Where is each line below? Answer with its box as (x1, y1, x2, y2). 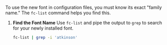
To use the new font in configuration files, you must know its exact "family (5, 5, 162, 10)
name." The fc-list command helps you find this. (5, 10, 111, 16)
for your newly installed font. (12, 25, 73, 31)
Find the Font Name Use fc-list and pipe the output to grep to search (12, 20, 162, 26)
